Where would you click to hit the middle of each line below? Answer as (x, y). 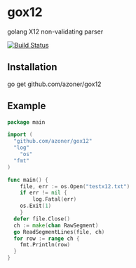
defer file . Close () (42, 219)
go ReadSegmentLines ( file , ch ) (59, 232)
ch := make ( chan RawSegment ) (56, 225)
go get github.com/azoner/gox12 (54, 84)
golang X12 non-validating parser (55, 31)
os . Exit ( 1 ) (36, 206)
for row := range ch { (47, 239)
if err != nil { (44, 193)
